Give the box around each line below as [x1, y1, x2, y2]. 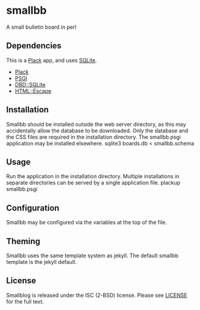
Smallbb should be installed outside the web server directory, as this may [6, 120, 186, 127]
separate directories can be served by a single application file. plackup [6, 179, 181, 186]
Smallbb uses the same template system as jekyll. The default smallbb [6, 252, 179, 259]
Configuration [6, 203, 60, 213]
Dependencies [6, 41, 61, 51]
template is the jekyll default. [6, 259, 77, 265]
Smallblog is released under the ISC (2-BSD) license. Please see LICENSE [6, 291, 187, 299]
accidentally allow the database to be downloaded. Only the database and [6, 127, 189, 134]
